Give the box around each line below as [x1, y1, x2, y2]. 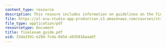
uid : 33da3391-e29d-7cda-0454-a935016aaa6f [5, 35, 96, 40]
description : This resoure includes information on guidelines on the [5, 12, 154, 17]
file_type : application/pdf [5, 21, 63, 26]
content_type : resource [5, 7, 54, 12]
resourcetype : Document [5, 25, 54, 30]
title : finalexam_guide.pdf [5, 30, 63, 35]
